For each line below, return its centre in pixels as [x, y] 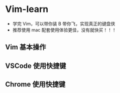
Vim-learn [27, 9]
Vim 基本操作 [26, 47]
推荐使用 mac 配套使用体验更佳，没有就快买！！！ [64, 30]
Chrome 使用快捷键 [35, 84]
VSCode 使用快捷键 [36, 66]
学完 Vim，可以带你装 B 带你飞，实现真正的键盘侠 [64, 23]
